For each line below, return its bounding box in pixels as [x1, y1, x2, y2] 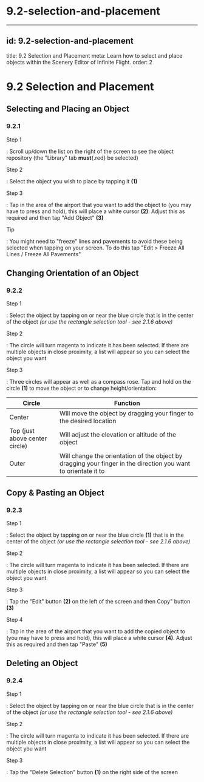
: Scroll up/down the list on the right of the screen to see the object [6, 148, 174, 155]
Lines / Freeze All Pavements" [6, 250, 81, 257]
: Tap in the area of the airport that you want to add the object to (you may [6, 201, 192, 208]
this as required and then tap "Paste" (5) [6, 641, 107, 648]
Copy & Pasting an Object [6, 488, 104, 498]
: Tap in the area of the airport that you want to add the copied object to [6, 628, 186, 635]
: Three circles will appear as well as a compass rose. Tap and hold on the [6, 378, 191, 386]
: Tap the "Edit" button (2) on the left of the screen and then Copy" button [6, 598, 191, 605]
